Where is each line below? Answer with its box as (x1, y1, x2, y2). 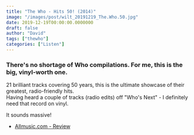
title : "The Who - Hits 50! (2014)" (6, 8, 96, 15)
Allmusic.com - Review (14, 123, 71, 130)
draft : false (6, 25, 38, 31)
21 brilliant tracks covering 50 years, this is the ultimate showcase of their (6, 82, 185, 89)
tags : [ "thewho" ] (6, 36, 49, 42)
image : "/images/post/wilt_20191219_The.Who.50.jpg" (6, 14, 139, 20)
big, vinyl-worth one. (6, 68, 68, 76)
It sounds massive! (6, 112, 52, 119)
